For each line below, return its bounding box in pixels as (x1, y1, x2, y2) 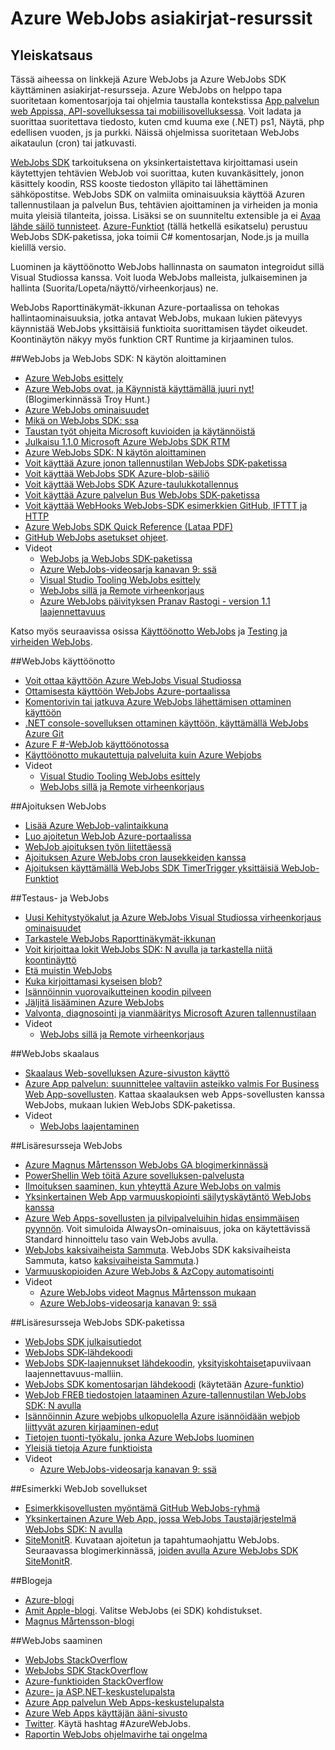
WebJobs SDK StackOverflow (24, 1665, 148, 1676)
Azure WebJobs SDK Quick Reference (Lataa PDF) (24, 521, 234, 532)
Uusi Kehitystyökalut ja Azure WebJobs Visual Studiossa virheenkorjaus (24, 912, 322, 923)
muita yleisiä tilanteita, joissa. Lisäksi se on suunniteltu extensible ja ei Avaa (10, 210, 321, 221)
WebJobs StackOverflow (24, 1654, 128, 1666)
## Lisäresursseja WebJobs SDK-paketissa (10, 1317, 185, 1328)
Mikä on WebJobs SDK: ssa (24, 415, 140, 426)
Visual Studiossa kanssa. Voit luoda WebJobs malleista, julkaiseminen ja (10, 272, 308, 283)
